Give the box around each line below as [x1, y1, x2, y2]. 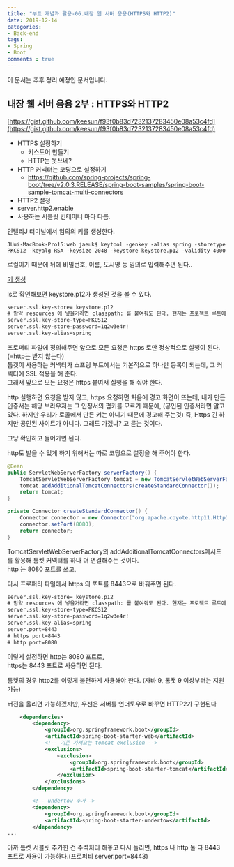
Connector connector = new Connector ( [19, 514, 132, 521]
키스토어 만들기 [27, 147, 70, 156]
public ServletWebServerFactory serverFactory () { [7, 469, 157, 476]
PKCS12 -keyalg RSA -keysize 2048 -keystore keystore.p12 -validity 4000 [7, 247, 226, 254]
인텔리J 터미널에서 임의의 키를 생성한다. [7, 227, 115, 235]
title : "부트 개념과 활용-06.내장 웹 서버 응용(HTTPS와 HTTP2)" [7, 10, 176, 17]
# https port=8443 [7, 632, 61, 639]
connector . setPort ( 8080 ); [19, 521, 95, 528]
